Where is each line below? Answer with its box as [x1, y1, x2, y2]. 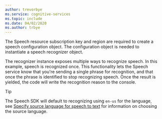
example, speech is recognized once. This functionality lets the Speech [5, 64, 148, 70]
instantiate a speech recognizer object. [5, 49, 84, 55]
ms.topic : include [5, 16, 42, 21]
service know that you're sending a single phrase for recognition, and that [5, 69, 153, 75]
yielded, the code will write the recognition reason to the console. [5, 79, 136, 85]
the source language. [5, 108, 48, 115]
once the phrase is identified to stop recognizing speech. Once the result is [5, 74, 156, 80]
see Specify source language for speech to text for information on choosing [5, 103, 157, 109]
